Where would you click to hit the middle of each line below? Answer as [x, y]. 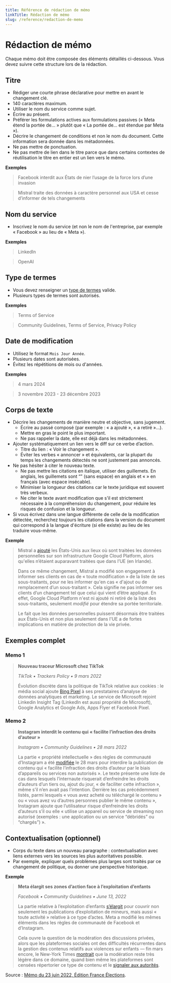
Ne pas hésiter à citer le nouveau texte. [54, 465]
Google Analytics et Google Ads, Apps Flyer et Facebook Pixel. [84, 708]
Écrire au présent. [31, 114]
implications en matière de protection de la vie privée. [74, 624]
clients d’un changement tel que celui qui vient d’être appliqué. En [87, 593]
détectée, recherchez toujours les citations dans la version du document [89, 520]
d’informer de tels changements [51, 198]
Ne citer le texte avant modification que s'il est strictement [82, 498]
